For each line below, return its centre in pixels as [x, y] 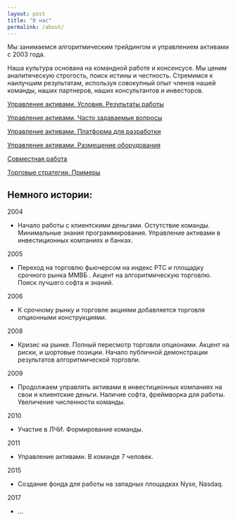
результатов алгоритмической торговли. [79, 360]
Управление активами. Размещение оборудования [84, 145]
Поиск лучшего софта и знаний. [66, 283]
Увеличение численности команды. [71, 402]
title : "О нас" [30, 20]
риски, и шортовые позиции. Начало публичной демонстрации [113, 353]
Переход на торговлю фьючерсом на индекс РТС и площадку [111, 268]
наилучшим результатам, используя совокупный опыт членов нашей [112, 83]
